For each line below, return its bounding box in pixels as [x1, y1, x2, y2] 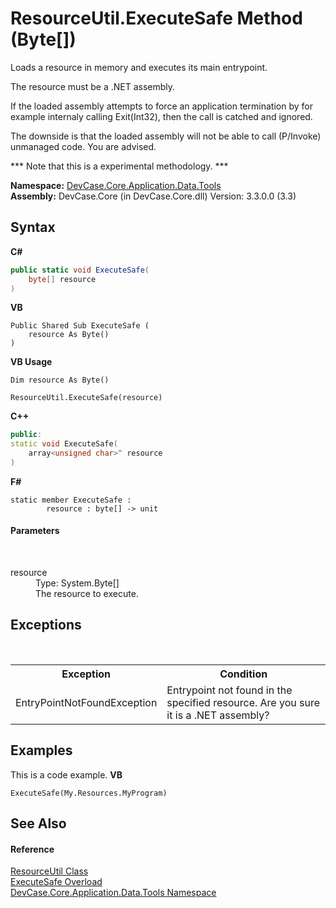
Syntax [10, 219, 56, 236]
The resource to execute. [35, 588, 139, 600]
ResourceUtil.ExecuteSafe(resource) [10, 393, 163, 403]
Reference [10, 843, 55, 855]
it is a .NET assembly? [166, 708, 270, 722]
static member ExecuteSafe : [10, 495, 132, 505]
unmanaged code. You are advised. [10, 140, 157, 152]
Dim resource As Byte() [10, 375, 110, 386]
